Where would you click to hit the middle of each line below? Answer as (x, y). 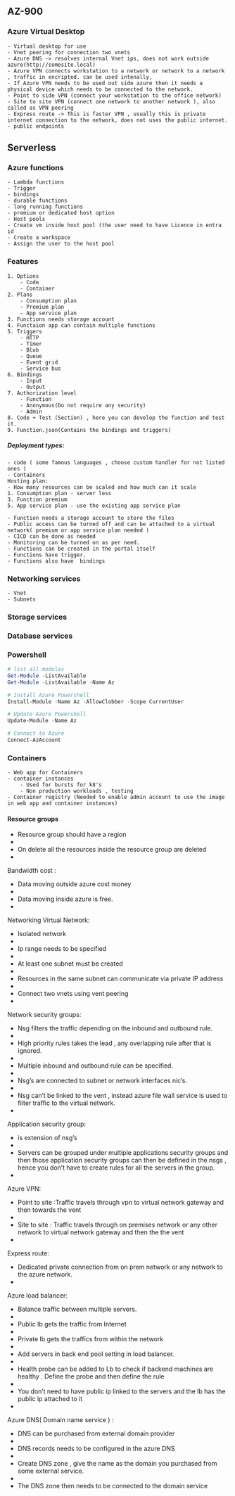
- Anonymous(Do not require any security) (83, 405)
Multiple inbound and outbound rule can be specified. (95, 1066)
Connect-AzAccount (34, 740)
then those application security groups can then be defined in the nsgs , (122, 1161)
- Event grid (39, 362)
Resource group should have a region (72, 835)
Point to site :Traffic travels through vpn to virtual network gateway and (120, 1203)
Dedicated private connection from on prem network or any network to (120, 1267)
